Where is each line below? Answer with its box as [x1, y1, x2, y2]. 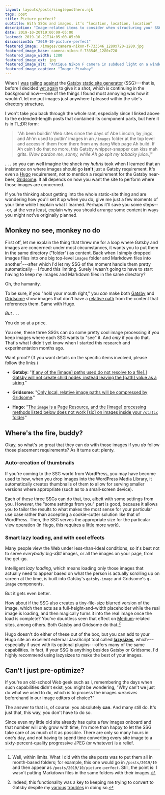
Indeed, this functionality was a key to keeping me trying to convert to [12, 779, 154, 785]
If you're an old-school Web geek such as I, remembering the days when [5, 679, 152, 685]
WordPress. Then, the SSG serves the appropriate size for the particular [5, 516, 151, 522]
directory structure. [5, 101, 44, 107]
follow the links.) [5, 360, 38, 366]
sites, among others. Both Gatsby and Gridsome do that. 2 [5, 621, 121, 627]
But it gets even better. [5, 590, 51, 596]
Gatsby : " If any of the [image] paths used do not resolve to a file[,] [12, 369, 147, 375]
